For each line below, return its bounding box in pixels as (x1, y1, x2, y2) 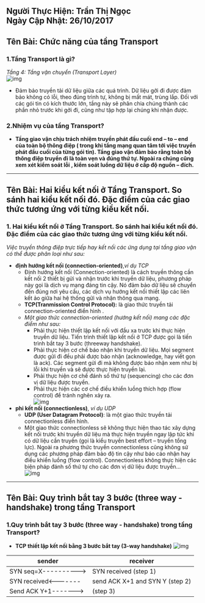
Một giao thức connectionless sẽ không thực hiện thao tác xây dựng (24, 424, 196, 431)
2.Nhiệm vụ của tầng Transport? (6, 121, 105, 130)
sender (37, 557, 59, 565)
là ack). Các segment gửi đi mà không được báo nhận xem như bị (33, 359, 198, 367)
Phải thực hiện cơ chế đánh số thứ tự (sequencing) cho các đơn (33, 372, 194, 380)
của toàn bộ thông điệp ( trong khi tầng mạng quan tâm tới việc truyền (15, 142, 196, 150)
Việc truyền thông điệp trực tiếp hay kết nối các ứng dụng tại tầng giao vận (6, 244, 196, 251)
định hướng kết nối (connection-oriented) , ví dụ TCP (15, 262, 149, 269)
